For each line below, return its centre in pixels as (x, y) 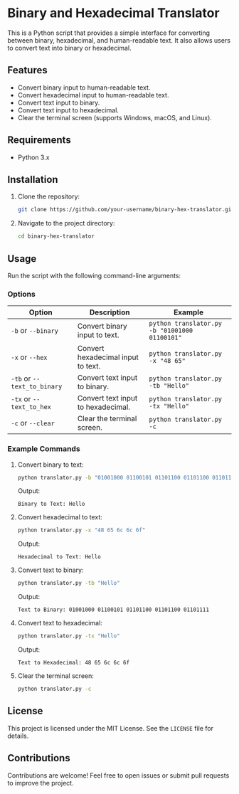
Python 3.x (33, 157)
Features (27, 70)
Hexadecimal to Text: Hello (59, 557)
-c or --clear (33, 423)
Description (110, 312)
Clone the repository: (49, 196)
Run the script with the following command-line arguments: (94, 275)
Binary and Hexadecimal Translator (113, 13)
